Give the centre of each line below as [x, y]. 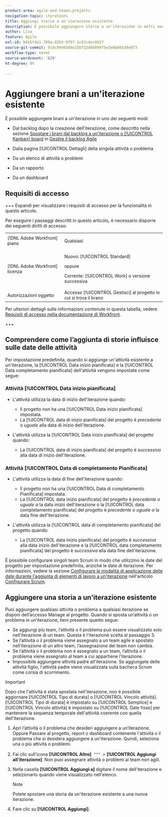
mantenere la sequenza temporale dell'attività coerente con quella [73, 713]
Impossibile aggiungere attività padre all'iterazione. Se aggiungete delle [86, 661]
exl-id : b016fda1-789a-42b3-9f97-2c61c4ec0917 [54, 43]
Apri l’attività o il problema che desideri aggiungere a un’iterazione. [81, 728]
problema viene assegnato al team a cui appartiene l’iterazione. [78, 656]
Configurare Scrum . [25, 582]
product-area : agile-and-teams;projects [48, 11]
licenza [15, 271]
